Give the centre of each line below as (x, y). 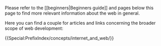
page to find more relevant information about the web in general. (72, 13)
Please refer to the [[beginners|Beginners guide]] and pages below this (79, 8)
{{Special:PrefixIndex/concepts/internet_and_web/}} (59, 38)
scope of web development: (34, 28)
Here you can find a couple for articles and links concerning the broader (80, 23)
